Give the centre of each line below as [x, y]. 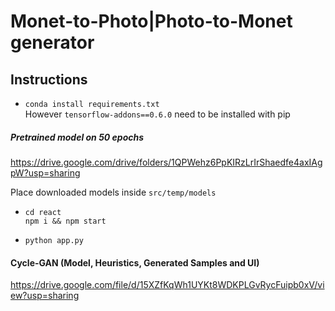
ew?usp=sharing [45, 296]
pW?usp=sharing [45, 172]
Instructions [49, 79]
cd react [43, 212]
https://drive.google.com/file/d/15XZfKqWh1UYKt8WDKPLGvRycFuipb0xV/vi [167, 285]
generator [52, 42]
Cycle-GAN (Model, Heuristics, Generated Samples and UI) [135, 262]
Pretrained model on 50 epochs [77, 137]
